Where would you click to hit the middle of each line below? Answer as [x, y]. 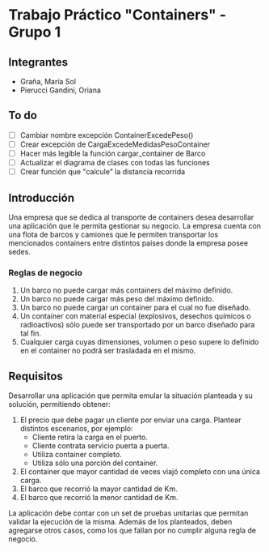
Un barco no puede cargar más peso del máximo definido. [117, 299]
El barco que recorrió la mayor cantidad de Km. [99, 489]
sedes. [19, 251]
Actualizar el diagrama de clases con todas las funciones [115, 163]
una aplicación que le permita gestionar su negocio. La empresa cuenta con [134, 225]
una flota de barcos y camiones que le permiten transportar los [113, 234]
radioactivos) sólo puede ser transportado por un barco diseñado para [137, 325]
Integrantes [38, 62]
